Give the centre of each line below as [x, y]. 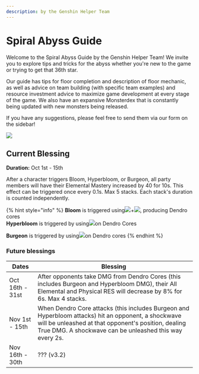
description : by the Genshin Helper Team [58, 12]
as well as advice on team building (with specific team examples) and [91, 87]
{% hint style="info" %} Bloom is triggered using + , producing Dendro [97, 210]
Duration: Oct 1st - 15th [35, 168]
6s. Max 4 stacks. [62, 298]
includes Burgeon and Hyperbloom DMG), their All [107, 284]
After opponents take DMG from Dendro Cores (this [109, 277]
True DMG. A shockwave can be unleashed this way [110, 330]
